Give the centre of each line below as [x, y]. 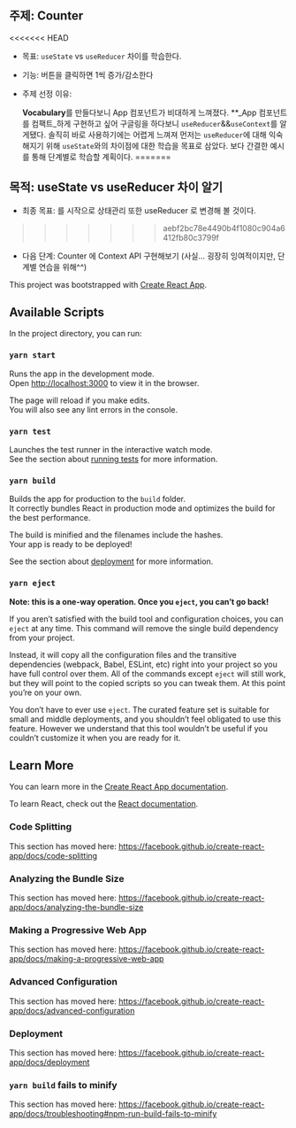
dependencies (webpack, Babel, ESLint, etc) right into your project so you [144, 664]
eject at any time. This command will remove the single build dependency [144, 628]
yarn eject [32, 583]
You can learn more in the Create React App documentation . [119, 787]
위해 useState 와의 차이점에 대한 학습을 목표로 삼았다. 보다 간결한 [157, 145]
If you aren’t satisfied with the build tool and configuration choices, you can [147, 619]
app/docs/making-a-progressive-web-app [87, 959]
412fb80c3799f [191, 237]
